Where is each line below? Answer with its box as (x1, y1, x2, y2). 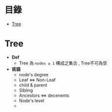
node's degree (19, 71, 48, 77)
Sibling (19, 87, 33, 93)
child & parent (19, 82, 47, 88)
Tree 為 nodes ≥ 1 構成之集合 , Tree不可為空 (19, 60, 107, 66)
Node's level (19, 97, 45, 103)
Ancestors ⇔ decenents (19, 92, 69, 98)
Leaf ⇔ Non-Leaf (19, 77, 56, 83)
